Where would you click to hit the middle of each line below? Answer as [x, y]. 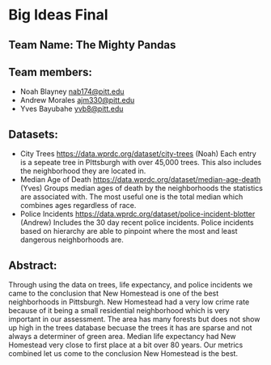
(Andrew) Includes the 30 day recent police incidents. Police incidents [137, 223]
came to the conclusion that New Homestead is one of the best [114, 294]
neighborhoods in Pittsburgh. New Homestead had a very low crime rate [129, 302]
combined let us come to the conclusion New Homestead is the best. [123, 354]
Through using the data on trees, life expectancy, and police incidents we [131, 285]
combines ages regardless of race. [78, 206]
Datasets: [33, 134]
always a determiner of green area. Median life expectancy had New [122, 337]
